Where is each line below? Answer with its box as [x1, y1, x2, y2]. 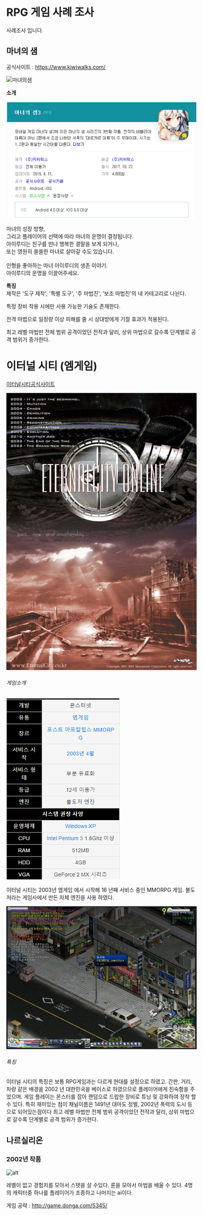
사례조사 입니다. [6, 27, 44, 34]
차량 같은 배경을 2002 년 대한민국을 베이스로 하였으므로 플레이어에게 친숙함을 [6, 1086, 189, 1093]
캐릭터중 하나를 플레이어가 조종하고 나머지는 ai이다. [12, 1189, 134, 1196]
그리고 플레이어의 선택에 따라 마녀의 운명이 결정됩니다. [6, 233, 134, 239]
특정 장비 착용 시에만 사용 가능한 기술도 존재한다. [6, 303, 121, 310]
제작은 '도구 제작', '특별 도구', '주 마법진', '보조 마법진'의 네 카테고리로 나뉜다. [6, 290, 186, 297]
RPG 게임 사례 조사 [6, 5, 94, 19]
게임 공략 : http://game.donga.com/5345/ [6, 1202, 108, 1209]
